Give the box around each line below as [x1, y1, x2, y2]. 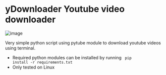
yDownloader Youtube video [5, 3, 125, 15]
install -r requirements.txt [12, 60, 73, 65]
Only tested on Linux [12, 64, 55, 70]
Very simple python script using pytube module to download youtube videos [5, 39, 161, 45]
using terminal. [5, 45, 36, 51]
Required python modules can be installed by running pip [12, 54, 132, 60]
